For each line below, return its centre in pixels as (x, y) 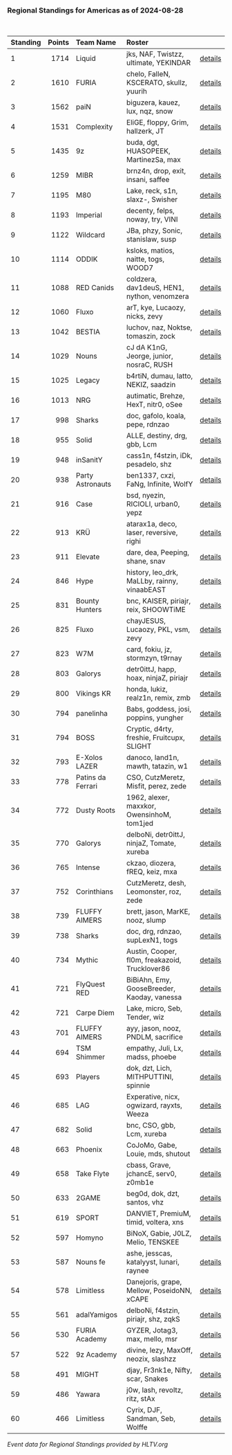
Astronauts (94, 485)
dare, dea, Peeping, (158, 552)
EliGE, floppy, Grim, (158, 123)
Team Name (96, 42)
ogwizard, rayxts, (155, 1105)
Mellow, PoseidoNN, (159, 1291)
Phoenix (89, 1150)
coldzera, (142, 279)
